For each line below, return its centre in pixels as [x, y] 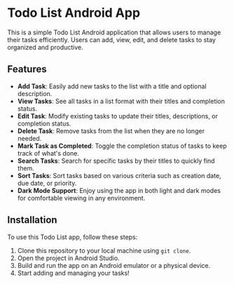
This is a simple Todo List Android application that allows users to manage [114, 32]
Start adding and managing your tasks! [73, 273]
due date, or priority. [47, 183]
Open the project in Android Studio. [69, 258]
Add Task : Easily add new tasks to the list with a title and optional [112, 86]
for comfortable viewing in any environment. [81, 198]
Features [27, 69]
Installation [32, 220]
